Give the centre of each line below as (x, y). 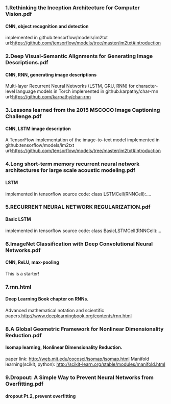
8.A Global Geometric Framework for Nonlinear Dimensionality (84, 329)
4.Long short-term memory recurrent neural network (72, 164)
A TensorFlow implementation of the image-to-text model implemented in (82, 140)
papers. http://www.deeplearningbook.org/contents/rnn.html (68, 316)
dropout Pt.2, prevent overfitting (41, 396)
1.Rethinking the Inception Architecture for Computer (73, 8)
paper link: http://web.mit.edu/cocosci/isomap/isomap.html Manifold (77, 359)
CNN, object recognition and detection (47, 26)
